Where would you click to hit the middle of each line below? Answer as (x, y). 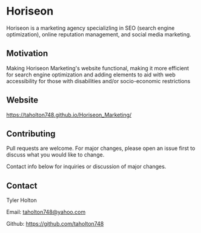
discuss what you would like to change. (55, 155)
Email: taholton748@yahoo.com (46, 212)
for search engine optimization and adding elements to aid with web (91, 75)
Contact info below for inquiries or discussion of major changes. (86, 167)
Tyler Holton (22, 200)
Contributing (31, 134)
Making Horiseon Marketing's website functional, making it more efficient (98, 68)
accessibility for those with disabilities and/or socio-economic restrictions (98, 81)
